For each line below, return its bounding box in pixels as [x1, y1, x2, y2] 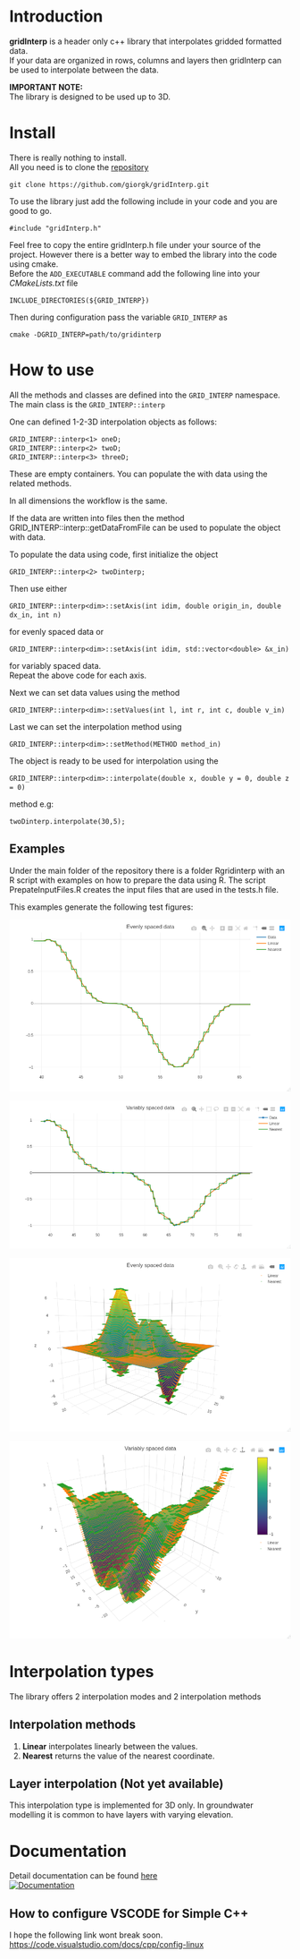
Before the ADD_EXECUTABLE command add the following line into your [9, 268, 261, 278]
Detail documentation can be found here [9, 1870, 158, 1881]
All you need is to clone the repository [9, 161, 149, 172]
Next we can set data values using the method [9, 687, 180, 697]
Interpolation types [9, 1662, 154, 1681]
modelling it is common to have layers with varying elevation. [9, 1809, 234, 1820]
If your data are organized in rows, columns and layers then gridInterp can [9, 55, 282, 65]
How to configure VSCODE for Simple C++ [9, 1905, 249, 1921]
